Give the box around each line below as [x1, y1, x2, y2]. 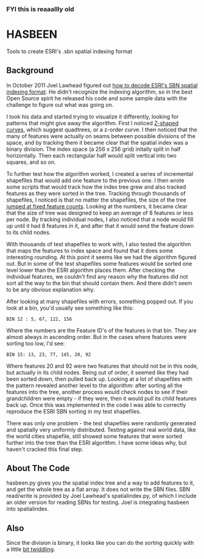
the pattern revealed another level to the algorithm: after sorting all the [6, 381, 183, 389]
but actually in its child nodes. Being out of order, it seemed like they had [6, 368, 189, 376]
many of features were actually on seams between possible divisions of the [6, 132, 196, 139]
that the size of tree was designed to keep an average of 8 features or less [6, 209, 194, 216]
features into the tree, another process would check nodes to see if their [6, 388, 188, 395]
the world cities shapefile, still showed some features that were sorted [6, 433, 183, 440]
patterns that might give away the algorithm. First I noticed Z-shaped [6, 119, 179, 126]
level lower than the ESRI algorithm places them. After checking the [6, 266, 175, 274]
